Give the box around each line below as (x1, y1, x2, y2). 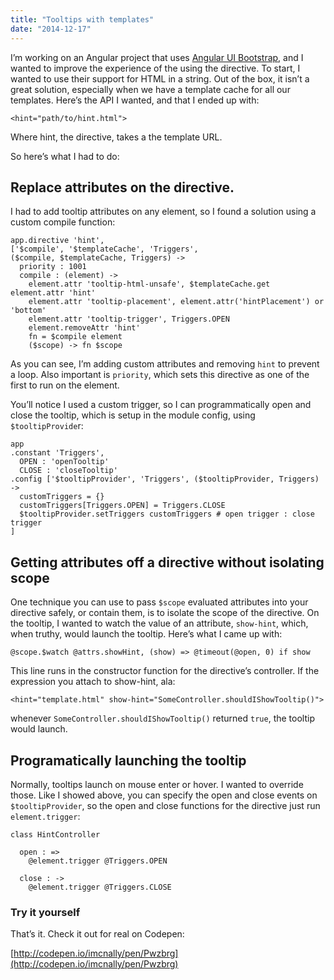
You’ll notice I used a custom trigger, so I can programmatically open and (10, 399, 312, 411)
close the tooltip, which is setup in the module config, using (10, 409, 256, 421)
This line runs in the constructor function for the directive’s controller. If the (10, 665, 320, 677)
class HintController (10, 829, 101, 840)
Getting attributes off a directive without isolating (10, 554, 325, 571)
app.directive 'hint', (10, 236, 105, 246)
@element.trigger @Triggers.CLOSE (28, 882, 172, 892)
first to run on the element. (10, 379, 120, 391)
